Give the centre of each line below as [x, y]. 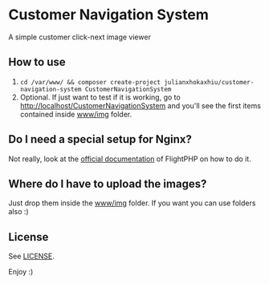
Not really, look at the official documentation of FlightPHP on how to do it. [130, 159]
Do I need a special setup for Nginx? [100, 139]
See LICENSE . [31, 256]
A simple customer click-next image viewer [79, 37]
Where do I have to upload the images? [108, 183]
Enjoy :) [21, 272]
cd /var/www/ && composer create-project [90, 82]
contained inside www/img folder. [76, 114]
